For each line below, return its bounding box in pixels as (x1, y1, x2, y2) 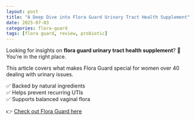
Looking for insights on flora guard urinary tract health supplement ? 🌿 (6, 47, 181, 54)
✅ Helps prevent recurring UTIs (6, 89, 83, 96)
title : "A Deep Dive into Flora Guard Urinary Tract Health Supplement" (6, 14, 190, 20)
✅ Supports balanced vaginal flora (6, 96, 90, 103)
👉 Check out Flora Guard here (6, 108, 82, 115)
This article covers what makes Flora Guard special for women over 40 (6, 64, 180, 72)
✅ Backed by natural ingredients (6, 82, 86, 89)
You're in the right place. (6, 53, 67, 60)
